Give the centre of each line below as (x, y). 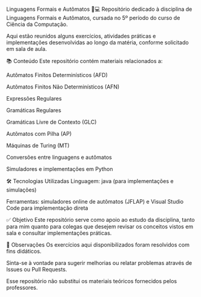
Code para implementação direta (47, 208)
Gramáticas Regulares (34, 110)
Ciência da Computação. (37, 24)
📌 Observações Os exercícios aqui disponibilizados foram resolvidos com (98, 245)
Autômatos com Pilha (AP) (39, 134)
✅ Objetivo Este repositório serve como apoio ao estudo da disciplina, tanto (100, 220)
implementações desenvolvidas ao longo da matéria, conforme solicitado (97, 42)
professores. (22, 288)
